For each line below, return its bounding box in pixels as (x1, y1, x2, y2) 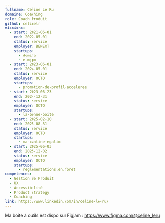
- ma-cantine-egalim (18, 139, 61, 145)
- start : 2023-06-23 (9, 89, 52, 94)
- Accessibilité (9, 185, 43, 190)
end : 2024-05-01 (14, 67, 48, 72)
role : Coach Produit (5, 16, 48, 21)
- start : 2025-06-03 (9, 144, 52, 149)
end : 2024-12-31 (14, 94, 48, 99)
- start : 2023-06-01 (9, 62, 52, 67)
